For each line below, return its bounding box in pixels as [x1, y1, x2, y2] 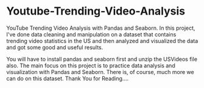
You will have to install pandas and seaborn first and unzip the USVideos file [6, 55, 198, 63]
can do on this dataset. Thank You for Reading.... [6, 75, 129, 82]
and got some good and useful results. [6, 44, 104, 51]
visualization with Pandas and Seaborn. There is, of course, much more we [6, 68, 194, 75]
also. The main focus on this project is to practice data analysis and [6, 62, 175, 69]
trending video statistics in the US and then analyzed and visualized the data [6, 37, 199, 44]
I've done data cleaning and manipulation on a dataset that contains [6, 30, 177, 38]
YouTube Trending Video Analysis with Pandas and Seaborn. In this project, [6, 24, 195, 32]
